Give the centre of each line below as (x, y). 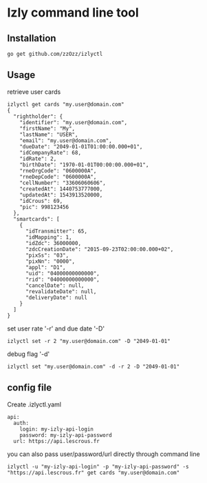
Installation (32, 38)
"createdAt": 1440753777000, (61, 189)
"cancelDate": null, (55, 285)
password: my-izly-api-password (66, 435)
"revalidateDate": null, (61, 291)
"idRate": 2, (38, 159)
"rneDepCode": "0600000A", (58, 177)
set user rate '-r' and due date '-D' (56, 328)
